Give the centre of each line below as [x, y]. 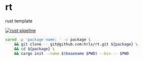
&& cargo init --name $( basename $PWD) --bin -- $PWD [71, 54]
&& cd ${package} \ [35, 49]
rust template [19, 21]
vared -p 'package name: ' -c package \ [48, 39]
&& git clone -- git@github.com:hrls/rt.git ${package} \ [76, 44]
